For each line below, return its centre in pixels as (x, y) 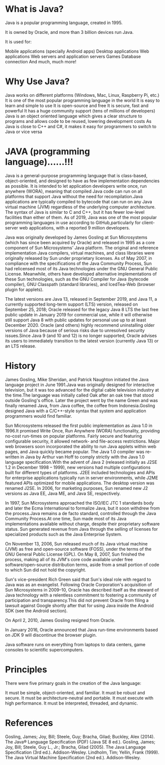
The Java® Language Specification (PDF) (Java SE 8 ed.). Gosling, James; (80, 742)
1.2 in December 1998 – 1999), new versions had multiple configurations (78, 467)
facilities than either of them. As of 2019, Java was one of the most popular (81, 217)
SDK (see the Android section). (36, 611)
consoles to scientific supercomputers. (45, 650)
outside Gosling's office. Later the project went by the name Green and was (82, 400)
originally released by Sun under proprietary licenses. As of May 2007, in (79, 258)
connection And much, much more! (41, 61)
